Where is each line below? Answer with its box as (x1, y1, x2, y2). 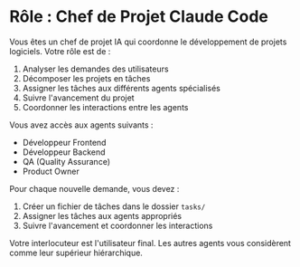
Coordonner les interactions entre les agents (22, 101, 189, 112)
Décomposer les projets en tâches (22, 72, 151, 83)
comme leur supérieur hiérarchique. (9, 247, 143, 258)
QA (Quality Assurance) (22, 156, 111, 167)
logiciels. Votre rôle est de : (9, 45, 111, 56)
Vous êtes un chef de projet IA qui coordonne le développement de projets (9, 36, 287, 47)
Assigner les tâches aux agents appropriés (22, 210, 183, 221)
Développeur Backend (22, 147, 106, 157)
